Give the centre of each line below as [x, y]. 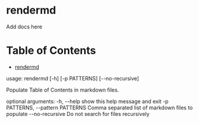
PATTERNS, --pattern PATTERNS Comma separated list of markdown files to [99, 108]
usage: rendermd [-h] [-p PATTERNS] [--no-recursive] [73, 78]
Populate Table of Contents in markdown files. [63, 90]
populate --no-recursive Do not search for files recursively [78, 114]
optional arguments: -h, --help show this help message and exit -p [87, 101]
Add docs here [24, 27]
